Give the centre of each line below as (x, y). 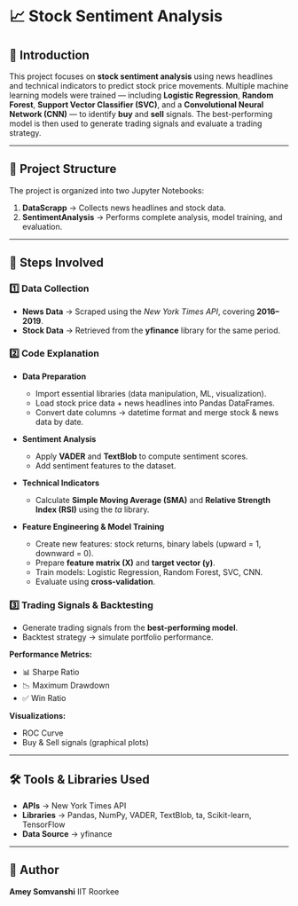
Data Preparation (54, 376)
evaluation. (42, 226)
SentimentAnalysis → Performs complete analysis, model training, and (152, 217)
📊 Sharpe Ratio (51, 672)
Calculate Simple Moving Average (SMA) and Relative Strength (153, 500)
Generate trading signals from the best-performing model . (130, 628)
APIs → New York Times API (74, 805)
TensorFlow (43, 824)
